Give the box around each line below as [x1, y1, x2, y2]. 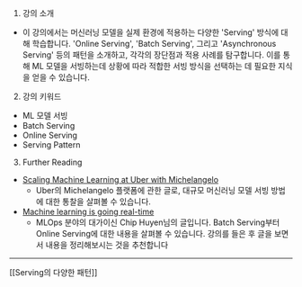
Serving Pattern [22, 139, 81, 150]
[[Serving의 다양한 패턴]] [9, 267, 98, 277]
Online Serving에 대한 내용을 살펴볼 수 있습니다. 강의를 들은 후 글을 [35, 229, 272, 238]
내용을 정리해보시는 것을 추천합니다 [45, 239, 169, 250]
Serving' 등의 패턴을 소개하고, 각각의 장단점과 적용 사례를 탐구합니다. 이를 [22, 49, 281, 60]
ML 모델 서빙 [22, 111, 68, 121]
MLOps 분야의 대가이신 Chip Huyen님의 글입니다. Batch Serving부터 [35, 217, 280, 228]
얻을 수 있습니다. [31, 72, 90, 83]
